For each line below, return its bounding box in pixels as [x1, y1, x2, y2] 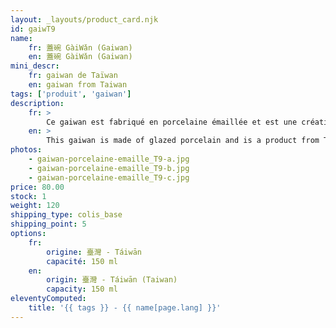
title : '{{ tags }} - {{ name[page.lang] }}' [28, 303, 222, 313]
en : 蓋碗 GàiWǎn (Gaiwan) [28, 52, 133, 62]
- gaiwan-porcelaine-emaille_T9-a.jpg [28, 154, 190, 164]
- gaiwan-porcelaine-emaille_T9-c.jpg [28, 172, 190, 183]
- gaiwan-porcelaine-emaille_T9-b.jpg [28, 163, 190, 173]
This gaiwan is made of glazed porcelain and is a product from [46, 136, 320, 146]
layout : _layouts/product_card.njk [10, 14, 159, 25]
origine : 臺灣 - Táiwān [46, 247, 142, 257]
